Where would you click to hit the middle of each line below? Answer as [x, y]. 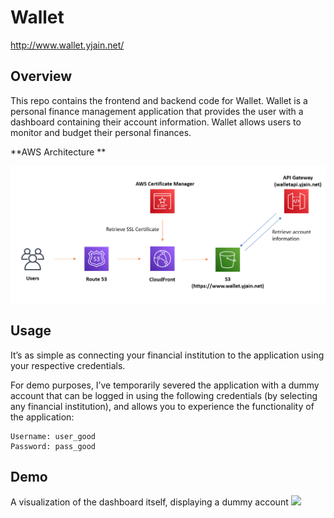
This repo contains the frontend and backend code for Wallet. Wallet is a [159, 100]
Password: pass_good [53, 446]
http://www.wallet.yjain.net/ [67, 45]
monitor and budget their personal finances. [101, 132]
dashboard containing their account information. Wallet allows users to [156, 122]
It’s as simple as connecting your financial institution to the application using [167, 355]
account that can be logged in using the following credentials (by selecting [164, 395]
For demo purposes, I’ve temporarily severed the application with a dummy [165, 385]
